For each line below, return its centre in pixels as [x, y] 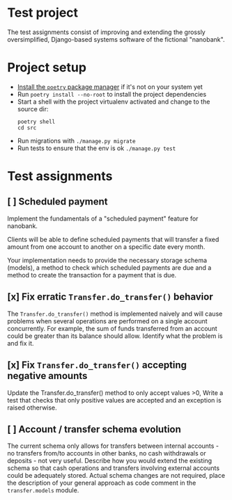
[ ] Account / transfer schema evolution [94, 429]
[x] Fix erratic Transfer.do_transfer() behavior [110, 297]
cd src [27, 128]
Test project [43, 13]
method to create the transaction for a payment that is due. [92, 275]
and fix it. [21, 343]
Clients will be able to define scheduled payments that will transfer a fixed [113, 239]
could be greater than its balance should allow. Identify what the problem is [115, 336]
